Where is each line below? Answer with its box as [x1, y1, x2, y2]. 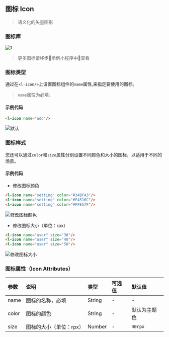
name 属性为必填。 [17, 92, 54, 98]
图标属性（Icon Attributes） [5, 266, 74, 273]
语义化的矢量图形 [17, 19, 53, 25]
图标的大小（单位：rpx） [26, 323, 84, 330]
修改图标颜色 [12, 183, 39, 189]
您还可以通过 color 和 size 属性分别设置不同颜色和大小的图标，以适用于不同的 [5, 151, 162, 157]
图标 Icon [5, 5, 34, 14]
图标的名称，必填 [26, 297, 66, 304]
